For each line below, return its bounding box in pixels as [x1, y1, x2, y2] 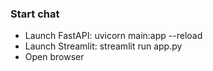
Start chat [10, 7, 60, 21]
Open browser [24, 51, 85, 63]
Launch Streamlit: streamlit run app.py [24, 40, 183, 52]
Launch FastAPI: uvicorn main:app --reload [24, 30, 203, 42]
